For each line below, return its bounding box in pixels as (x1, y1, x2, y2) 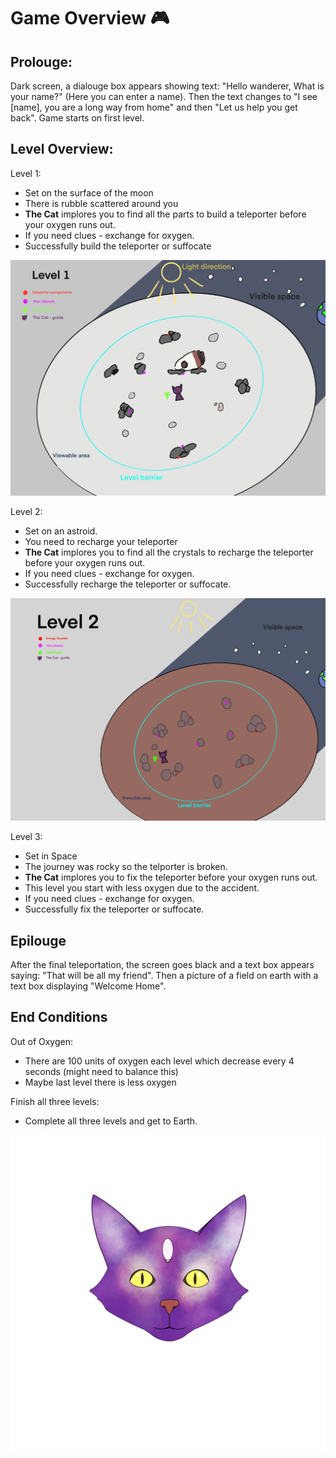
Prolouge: (10, 53, 73, 70)
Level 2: (10, 506, 43, 518)
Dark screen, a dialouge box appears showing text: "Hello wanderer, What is (10, 80, 325, 92)
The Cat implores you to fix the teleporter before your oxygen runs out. (24, 871, 318, 884)
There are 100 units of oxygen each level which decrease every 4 (24, 1055, 295, 1067)
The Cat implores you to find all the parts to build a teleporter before (24, 208, 307, 220)
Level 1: (10, 167, 42, 179)
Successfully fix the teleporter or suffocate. (24, 903, 205, 915)
